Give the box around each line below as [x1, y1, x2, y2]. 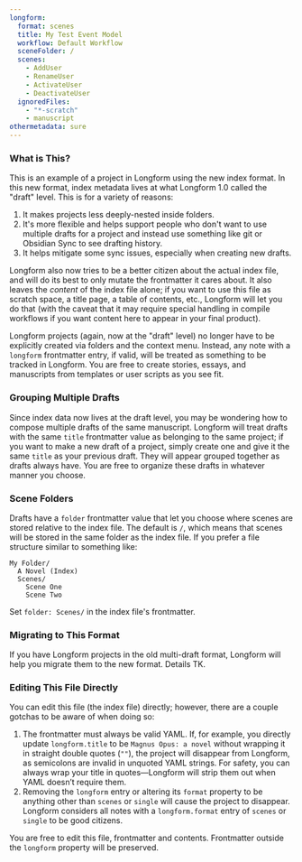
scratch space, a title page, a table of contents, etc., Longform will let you [9, 294, 283, 305]
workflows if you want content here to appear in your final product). [9, 313, 261, 324]
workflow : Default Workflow [17, 38, 124, 48]
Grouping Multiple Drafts [9, 392, 120, 404]
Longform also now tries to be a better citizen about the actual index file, [9, 265, 279, 276]
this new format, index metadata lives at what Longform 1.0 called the [9, 182, 268, 193]
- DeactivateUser [25, 88, 91, 97]
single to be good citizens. [22, 815, 124, 826]
